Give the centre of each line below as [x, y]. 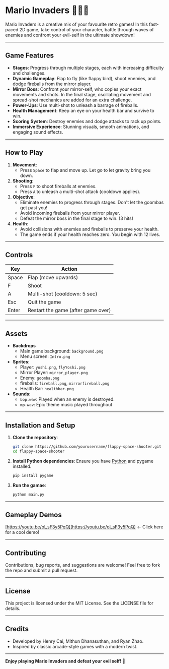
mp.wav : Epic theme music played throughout [66, 405]
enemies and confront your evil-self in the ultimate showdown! [70, 35]
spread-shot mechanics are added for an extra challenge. [72, 100]
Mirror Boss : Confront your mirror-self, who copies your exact [77, 89]
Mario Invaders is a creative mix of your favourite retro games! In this [77, 24]
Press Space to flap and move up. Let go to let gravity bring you [85, 170]
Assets [16, 333]
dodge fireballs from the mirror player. [52, 84]
